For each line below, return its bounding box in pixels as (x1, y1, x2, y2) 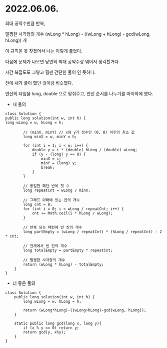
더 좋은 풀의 (12, 280, 36, 286)
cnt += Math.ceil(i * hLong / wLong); (31, 210, 113, 216)
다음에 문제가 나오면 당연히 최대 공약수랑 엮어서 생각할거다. (5, 58, 120, 64)
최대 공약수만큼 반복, (5, 20, 45, 26)
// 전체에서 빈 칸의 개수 (23, 243, 67, 249)
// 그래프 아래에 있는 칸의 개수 (23, 197, 80, 202)
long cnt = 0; (23, 202, 52, 207)
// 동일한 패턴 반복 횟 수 (23, 183, 70, 188)
